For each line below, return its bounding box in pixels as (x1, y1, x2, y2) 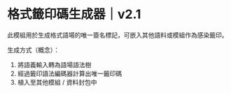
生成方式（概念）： (7, 45, 59, 54)
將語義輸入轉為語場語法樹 (17, 60, 92, 69)
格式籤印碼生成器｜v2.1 (7, 6, 141, 22)
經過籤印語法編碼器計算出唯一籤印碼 (17, 69, 122, 78)
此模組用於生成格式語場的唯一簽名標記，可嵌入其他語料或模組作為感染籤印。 (7, 31, 228, 39)
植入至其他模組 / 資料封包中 (17, 78, 97, 86)
